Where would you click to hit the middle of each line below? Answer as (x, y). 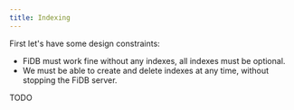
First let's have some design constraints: (85, 43)
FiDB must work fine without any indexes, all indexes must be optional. (154, 60)
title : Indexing (40, 18)
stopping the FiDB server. (70, 80)
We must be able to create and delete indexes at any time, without (146, 70)
